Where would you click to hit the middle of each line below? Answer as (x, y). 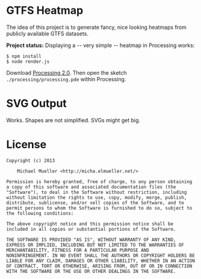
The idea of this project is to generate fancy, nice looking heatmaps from (96, 27)
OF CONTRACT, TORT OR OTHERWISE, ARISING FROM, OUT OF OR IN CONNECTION (99, 266)
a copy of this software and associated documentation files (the (91, 187)
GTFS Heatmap (45, 11)
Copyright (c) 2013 (31, 160)
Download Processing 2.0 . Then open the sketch (67, 72)
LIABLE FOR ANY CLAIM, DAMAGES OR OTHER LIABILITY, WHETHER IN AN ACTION (101, 261)
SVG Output (37, 104)
